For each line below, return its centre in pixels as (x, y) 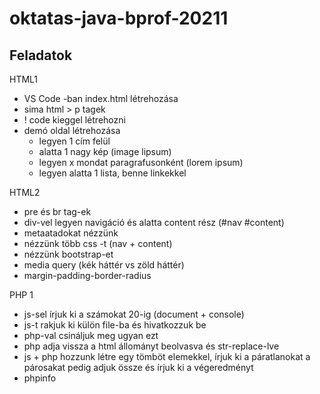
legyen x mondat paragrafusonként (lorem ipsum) (141, 162)
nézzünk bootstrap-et (68, 254)
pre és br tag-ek (57, 211)
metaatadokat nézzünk (71, 233)
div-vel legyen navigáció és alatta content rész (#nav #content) (154, 222)
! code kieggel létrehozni (74, 120)
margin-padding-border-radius (87, 275)
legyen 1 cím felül (74, 141)
